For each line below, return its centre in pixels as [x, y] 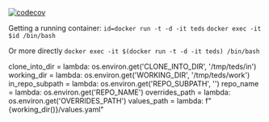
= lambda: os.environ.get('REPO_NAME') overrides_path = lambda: [120, 92]
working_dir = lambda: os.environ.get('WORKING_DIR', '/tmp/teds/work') [129, 75]
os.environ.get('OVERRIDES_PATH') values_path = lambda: [106, 101]
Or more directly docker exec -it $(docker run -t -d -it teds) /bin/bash [134, 51]
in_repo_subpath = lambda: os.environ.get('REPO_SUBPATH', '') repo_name [134, 84]
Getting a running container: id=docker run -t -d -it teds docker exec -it [135, 28]
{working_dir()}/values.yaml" [56, 109]
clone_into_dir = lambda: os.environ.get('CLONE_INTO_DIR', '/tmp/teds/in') [132, 66]
